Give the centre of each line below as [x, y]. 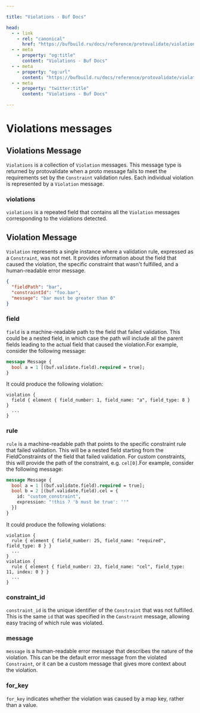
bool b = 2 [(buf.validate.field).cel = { [65, 491]
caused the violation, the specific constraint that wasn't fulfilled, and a [92, 264]
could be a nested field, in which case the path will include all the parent [95, 338]
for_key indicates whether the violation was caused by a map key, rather [95, 698]
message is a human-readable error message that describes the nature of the [100, 651]
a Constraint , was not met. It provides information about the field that [91, 258]
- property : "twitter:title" [53, 89]
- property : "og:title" [46, 55]
